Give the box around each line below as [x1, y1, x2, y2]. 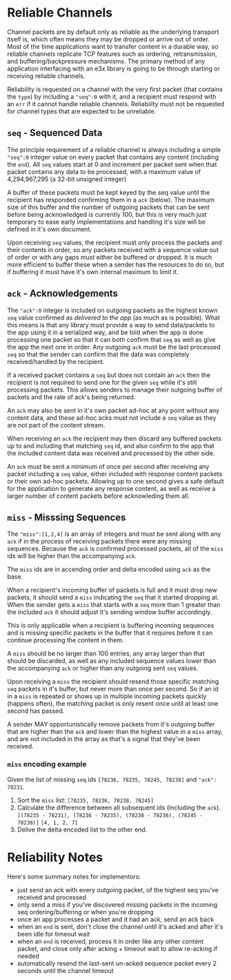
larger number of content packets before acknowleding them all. [7, 492, 190, 500]
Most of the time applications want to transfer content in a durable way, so [7, 42, 219, 50]
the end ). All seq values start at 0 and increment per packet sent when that [7, 160, 217, 169]
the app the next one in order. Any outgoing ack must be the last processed [7, 343, 221, 351]
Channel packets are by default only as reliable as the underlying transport [7, 28, 219, 36]
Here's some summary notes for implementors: [7, 872, 141, 881]
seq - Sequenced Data [7, 127, 103, 139]
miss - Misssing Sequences [7, 511, 126, 523]
